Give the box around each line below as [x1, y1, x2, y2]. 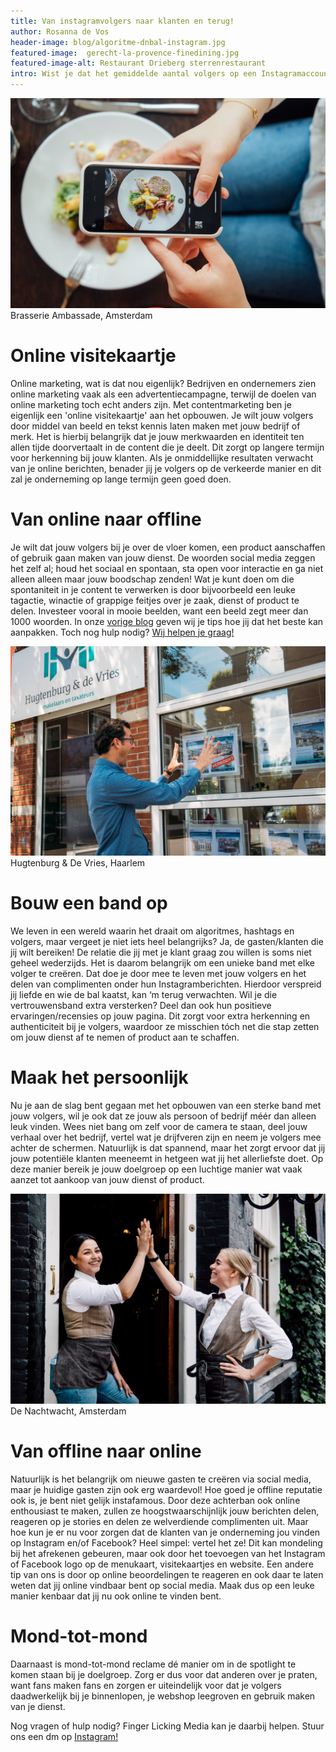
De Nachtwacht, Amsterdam [10, 1405, 127, 1417]
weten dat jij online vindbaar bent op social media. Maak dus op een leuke [10, 1579, 315, 1591]
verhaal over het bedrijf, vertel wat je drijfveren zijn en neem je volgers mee [10, 1131, 322, 1144]
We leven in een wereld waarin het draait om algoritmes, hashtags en [10, 925, 295, 937]
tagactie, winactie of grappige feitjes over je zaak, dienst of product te [10, 594, 300, 606]
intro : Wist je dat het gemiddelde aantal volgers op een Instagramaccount [10, 69, 333, 79]
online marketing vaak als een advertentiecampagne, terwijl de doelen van [10, 388, 317, 400]
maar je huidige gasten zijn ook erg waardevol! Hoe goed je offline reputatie [10, 1483, 323, 1495]
